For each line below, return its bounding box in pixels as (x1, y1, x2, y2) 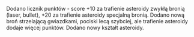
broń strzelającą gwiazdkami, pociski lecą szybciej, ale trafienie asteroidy (6, 18, 188, 24)
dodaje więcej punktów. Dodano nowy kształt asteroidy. (6, 24, 144, 31)
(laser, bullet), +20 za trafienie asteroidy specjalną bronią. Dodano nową (6, 11, 185, 18)
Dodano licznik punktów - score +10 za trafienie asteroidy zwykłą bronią (6, 5, 185, 12)
